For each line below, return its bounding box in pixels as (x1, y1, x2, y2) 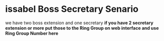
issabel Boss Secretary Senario (5, 3, 139, 15)
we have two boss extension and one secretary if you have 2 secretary (5, 20, 153, 26)
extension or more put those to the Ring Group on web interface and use (5, 25, 159, 31)
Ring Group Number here (5, 30, 59, 36)
